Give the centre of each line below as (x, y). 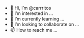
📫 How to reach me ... (34, 30)
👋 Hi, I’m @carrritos (31, 8)
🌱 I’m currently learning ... (37, 19)
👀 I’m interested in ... (32, 13)
